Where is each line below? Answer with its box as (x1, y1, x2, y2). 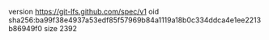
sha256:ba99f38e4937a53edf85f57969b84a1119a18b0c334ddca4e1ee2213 (8, 15, 262, 25)
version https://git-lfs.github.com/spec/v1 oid (8, 7, 160, 16)
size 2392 (44, 24, 78, 33)
